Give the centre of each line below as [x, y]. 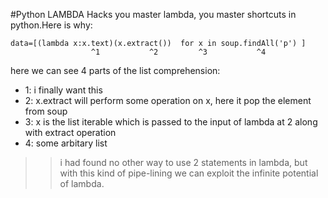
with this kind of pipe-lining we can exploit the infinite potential [189, 173]
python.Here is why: [51, 25]
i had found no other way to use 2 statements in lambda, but [183, 162]
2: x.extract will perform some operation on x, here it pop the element [168, 100]
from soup [46, 111]
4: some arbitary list [66, 143]
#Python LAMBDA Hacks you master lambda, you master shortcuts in [153, 14]
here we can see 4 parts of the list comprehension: [115, 70]
